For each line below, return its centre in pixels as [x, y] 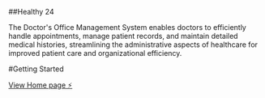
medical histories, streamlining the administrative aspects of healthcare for [133, 45]
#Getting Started [36, 69]
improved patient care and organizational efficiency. [95, 53]
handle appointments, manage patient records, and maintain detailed [123, 36]
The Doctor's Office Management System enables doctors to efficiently [128, 27]
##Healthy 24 [31, 12]
